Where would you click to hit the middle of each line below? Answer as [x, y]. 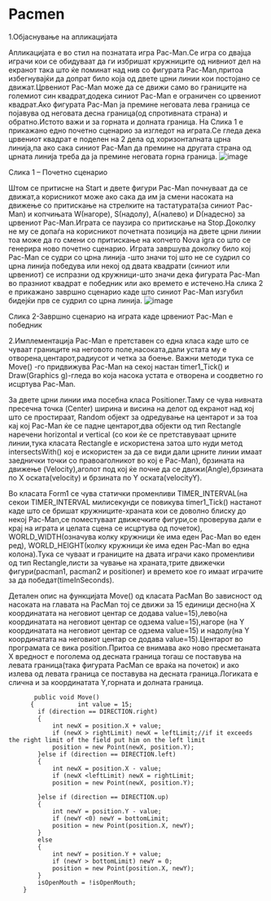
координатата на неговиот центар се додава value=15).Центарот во [126, 639]
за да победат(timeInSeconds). [61, 580]
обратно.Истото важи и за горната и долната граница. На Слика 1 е [126, 121]
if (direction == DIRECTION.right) [98, 711]
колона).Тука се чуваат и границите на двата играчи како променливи [131, 554]
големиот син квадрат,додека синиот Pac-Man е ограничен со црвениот [135, 95]
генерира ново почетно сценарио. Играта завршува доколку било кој [130, 248]
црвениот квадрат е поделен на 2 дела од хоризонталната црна [120, 138]
